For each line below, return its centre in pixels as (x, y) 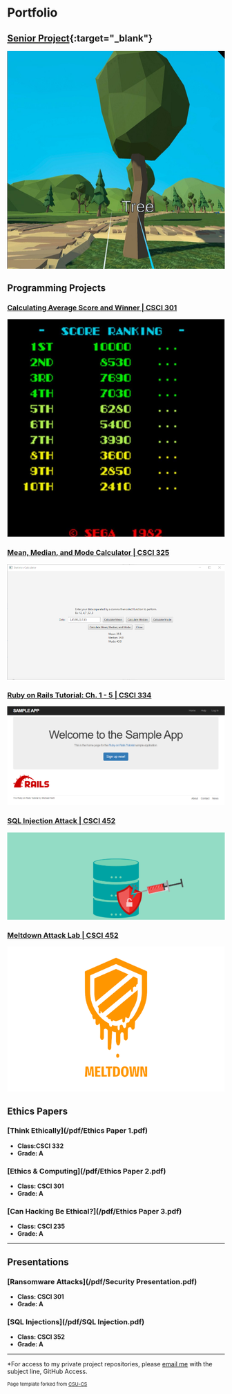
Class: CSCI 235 (41, 1226)
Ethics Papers (37, 1111)
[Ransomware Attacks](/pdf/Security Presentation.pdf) (102, 1281)
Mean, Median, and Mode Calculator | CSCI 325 (88, 553)
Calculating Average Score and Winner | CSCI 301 (92, 308)
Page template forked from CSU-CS (47, 1384)
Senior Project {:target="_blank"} (80, 38)
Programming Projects (56, 288)
